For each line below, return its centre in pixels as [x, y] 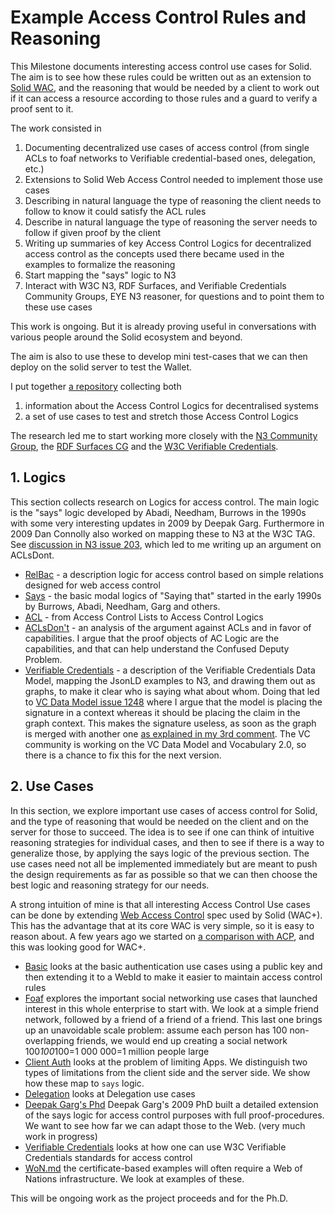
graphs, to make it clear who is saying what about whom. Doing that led [172, 691]
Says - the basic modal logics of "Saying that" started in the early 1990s [173, 595]
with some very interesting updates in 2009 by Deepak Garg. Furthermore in [167, 523]
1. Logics [38, 477]
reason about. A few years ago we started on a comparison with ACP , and [162, 936]
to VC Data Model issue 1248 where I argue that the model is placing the [173, 702]
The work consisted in [56, 128]
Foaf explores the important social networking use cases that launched [171, 998]
